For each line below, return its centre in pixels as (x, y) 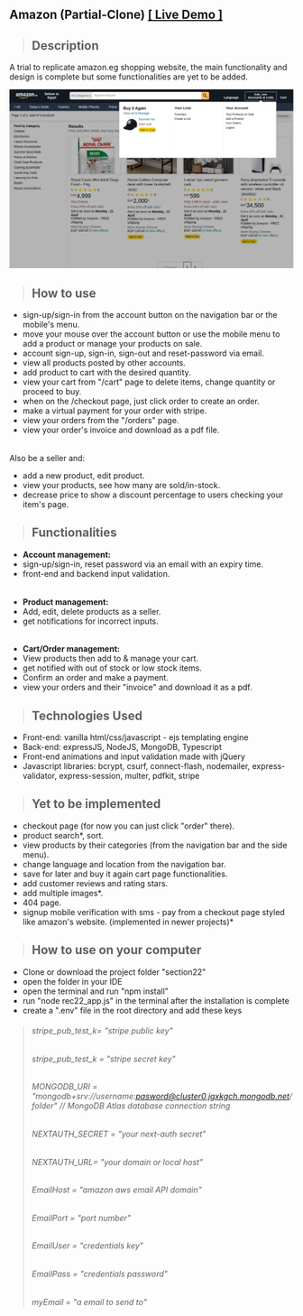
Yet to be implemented (96, 804)
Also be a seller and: (47, 459)
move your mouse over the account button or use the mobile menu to (151, 334)
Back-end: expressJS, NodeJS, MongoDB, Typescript (122, 746)
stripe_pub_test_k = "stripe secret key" (103, 1059)
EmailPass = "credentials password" (100, 1274)
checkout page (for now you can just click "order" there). (129, 826)
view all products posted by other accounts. (104, 363)
